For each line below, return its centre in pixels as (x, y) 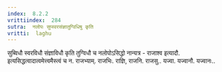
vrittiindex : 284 (34, 20)
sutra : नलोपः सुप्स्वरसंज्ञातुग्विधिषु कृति (50, 27)
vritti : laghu (30, 33)
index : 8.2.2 (28, 14)
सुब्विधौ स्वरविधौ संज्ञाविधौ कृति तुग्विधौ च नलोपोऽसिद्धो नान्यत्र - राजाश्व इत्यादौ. (94, 53)
